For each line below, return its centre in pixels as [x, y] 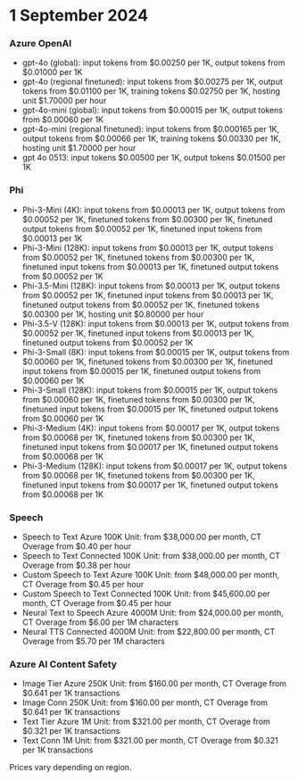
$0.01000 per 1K [52, 72]
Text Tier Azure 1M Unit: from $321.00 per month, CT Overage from [146, 722]
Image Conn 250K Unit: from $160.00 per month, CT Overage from [145, 702]
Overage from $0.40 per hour [77, 546]
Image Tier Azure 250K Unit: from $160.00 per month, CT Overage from [154, 684]
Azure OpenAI [41, 44]
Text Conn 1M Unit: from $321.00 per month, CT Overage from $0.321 [150, 741]
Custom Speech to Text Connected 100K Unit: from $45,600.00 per [146, 594]
